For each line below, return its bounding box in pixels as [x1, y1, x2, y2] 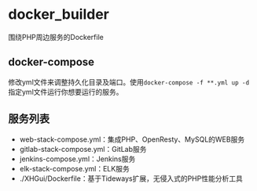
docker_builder [8, 5, 110, 23]
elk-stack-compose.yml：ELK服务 [19, 164, 130, 173]
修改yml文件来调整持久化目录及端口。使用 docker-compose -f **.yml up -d [8, 77, 250, 87]
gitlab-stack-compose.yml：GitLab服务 [19, 144, 147, 153]
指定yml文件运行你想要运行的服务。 [8, 87, 123, 96]
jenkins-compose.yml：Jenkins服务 [19, 154, 136, 164]
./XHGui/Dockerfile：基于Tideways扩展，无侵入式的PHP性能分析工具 [19, 174, 244, 183]
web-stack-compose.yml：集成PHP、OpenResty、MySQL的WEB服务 [19, 135, 245, 144]
